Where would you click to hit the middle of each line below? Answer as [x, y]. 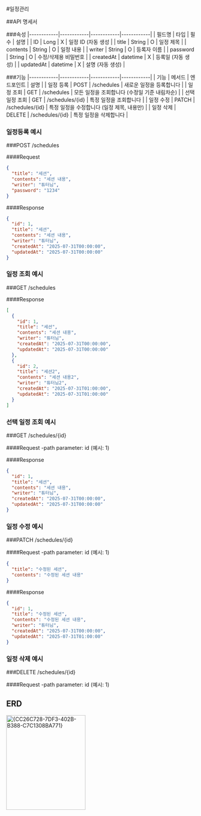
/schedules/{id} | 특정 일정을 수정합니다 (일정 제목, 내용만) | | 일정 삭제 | [91, 107]
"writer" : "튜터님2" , [42, 383]
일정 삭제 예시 [25, 658]
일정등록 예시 [24, 132]
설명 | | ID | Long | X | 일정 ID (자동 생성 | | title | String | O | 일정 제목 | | [101, 42]
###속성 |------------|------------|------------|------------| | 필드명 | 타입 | [97, 34]
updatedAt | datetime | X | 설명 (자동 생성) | [73, 64]
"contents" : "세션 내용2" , [48, 378]
